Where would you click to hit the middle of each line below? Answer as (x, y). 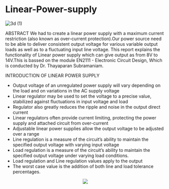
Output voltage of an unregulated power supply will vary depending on (87, 85)
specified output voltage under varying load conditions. (71, 155)
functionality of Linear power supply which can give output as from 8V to (82, 55)
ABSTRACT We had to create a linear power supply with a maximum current (84, 33)
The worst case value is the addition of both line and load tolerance (83, 166)
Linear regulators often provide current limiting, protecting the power (84, 117)
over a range (26, 134)
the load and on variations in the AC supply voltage (66, 90)
